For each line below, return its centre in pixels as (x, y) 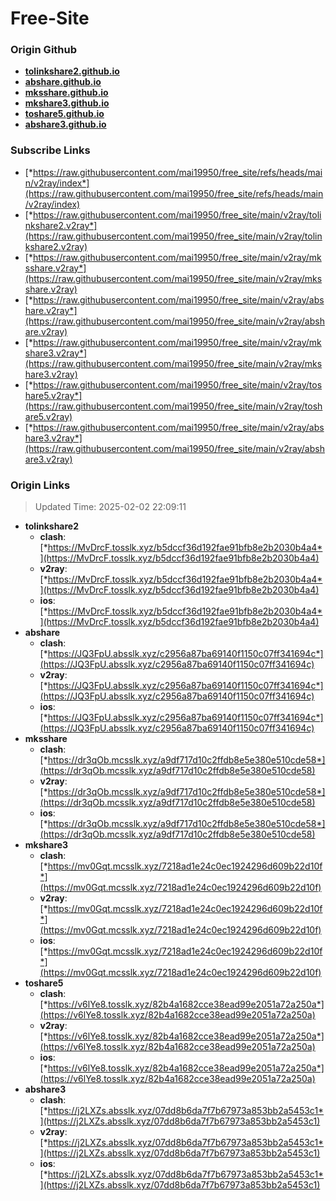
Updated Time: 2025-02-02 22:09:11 (110, 507)
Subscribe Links (50, 150)
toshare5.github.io (64, 114)
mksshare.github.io (66, 93)
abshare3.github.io (65, 124)
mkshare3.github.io (67, 103)
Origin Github (44, 50)
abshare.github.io (63, 82)
